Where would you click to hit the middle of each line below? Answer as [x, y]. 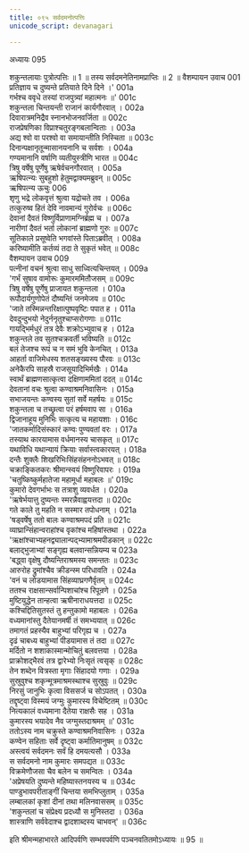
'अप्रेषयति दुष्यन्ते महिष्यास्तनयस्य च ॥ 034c [73, 781]
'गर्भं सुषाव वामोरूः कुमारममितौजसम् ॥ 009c [72, 278]
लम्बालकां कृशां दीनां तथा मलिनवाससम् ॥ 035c [77, 801]
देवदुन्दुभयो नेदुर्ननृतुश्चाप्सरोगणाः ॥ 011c [66, 318]
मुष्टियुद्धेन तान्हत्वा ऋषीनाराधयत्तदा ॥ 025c [71, 600]
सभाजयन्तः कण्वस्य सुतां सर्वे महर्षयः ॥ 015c [71, 399]
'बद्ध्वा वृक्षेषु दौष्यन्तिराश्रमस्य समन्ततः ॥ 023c [74, 560]
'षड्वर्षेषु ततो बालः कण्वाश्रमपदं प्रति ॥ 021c [70, 519]
